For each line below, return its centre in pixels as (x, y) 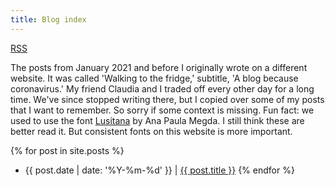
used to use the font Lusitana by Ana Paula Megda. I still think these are (157, 120)
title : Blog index (48, 19)
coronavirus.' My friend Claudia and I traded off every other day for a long (162, 88)
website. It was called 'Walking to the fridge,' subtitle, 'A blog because (154, 78)
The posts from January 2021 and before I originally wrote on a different (159, 67)
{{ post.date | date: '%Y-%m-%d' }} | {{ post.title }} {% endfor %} (159, 170)
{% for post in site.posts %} (67, 150)
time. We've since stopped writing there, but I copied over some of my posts (167, 99)
